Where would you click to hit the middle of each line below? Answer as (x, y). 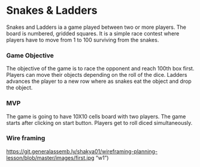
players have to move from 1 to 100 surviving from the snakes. (83, 40)
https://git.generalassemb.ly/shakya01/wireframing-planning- (82, 151)
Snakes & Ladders (52, 11)
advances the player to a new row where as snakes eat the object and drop (99, 81)
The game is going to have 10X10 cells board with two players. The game (96, 116)
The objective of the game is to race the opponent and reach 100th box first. (100, 68)
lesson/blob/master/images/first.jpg (50, 157)
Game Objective (30, 55)
